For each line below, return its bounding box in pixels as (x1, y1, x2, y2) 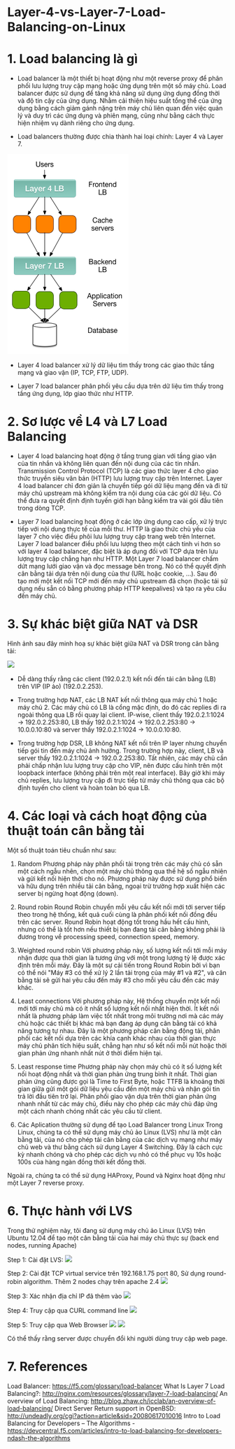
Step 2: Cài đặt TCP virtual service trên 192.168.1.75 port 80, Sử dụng (7, 1269, 206, 1277)
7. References (7, 1359, 88, 1375)
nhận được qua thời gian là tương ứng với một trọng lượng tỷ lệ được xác (17, 953, 225, 962)
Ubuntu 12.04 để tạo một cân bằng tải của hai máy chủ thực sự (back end (7, 1234, 219, 1242)
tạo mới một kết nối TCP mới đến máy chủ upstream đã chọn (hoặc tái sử (17, 577, 228, 585)
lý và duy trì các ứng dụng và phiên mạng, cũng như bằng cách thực (17, 111, 215, 120)
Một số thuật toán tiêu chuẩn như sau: (7, 845, 117, 854)
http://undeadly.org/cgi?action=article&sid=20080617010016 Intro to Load (7, 1411, 221, 1420)
